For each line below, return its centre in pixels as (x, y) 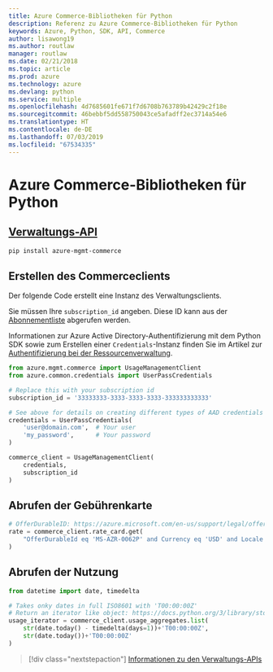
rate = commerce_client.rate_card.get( (76, 532)
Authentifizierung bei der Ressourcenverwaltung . (91, 353)
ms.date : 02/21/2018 (43, 62)
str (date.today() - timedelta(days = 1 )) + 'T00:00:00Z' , (116, 628)
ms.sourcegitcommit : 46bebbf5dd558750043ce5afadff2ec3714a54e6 (118, 115)
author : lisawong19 (41, 39)
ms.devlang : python (41, 92)
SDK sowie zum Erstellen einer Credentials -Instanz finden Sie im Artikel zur (135, 345)
